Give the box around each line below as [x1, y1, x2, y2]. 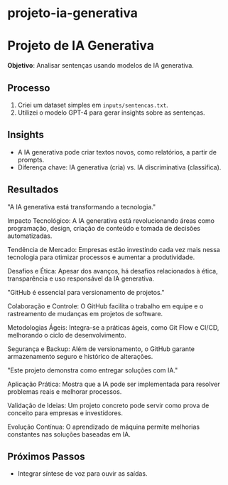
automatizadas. [7, 231, 53, 240]
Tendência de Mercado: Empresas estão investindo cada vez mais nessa [7, 245, 220, 254]
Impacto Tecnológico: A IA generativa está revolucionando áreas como [7, 216, 215, 225]
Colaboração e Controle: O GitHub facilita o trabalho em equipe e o [7, 301, 204, 311]
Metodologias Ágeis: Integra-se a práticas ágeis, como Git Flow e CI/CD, [7, 323, 219, 332]
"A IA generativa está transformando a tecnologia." [7, 202, 156, 211]
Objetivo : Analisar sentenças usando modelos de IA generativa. [7, 61, 194, 70]
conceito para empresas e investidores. [7, 408, 123, 417]
